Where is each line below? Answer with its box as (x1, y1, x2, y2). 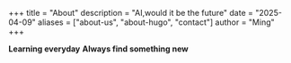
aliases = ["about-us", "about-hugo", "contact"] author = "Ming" (38, 17, 275, 28)
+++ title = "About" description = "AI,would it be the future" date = (8, 8, 253, 18)
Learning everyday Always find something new (8, 43, 190, 54)
